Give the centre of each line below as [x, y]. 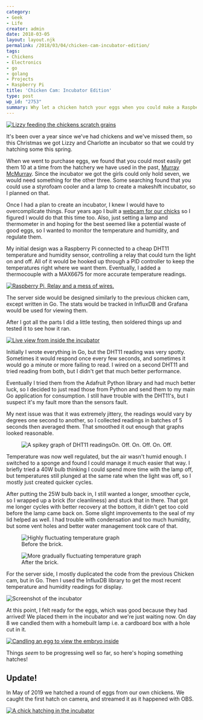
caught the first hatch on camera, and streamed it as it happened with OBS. [100, 699]
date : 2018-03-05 [28, 34]
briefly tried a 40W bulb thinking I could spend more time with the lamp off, [100, 469]
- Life [14, 23]
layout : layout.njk [31, 40]
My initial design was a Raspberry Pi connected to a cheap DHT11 [88, 248]
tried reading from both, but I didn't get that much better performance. [94, 371]
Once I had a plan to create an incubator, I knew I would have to [85, 204]
